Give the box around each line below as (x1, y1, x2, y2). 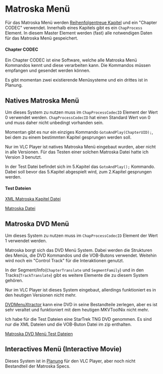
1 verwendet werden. (5, 238, 47, 244)
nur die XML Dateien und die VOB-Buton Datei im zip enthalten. (5, 321, 132, 327)
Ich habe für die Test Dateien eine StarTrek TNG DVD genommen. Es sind (5, 316, 152, 322)
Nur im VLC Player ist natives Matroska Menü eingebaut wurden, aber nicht (5, 144, 156, 149)
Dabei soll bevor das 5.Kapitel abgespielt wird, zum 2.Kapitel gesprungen (5, 168, 152, 174)
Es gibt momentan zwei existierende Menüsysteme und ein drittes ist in (5, 77, 148, 83)
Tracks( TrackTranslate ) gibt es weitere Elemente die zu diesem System (5, 272, 148, 278)
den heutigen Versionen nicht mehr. (5, 292, 77, 298)
